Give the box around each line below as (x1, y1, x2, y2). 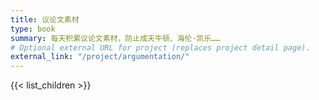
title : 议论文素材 (10, 14, 80, 25)
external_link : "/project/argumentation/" (10, 52, 190, 62)
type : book (10, 24, 56, 34)
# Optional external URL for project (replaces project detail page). (10, 42, 311, 53)
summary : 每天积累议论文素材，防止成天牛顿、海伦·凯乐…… (10, 33, 221, 43)
